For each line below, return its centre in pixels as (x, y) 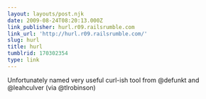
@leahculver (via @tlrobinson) (51, 87)
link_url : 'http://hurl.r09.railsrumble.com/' (77, 34)
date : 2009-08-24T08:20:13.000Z (55, 21)
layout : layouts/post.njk (45, 14)
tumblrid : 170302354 (38, 54)
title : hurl (25, 47)
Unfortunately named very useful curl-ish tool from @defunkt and (103, 80)
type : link (23, 60)
